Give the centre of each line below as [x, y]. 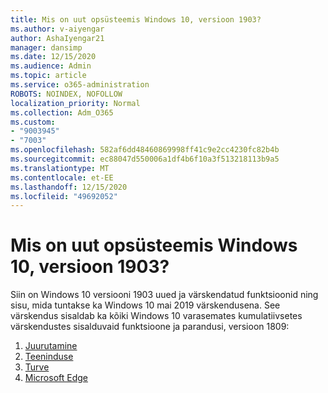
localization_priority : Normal [75, 103]
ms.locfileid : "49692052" [64, 196]
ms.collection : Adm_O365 [62, 112]
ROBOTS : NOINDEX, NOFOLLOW [66, 94]
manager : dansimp [46, 47]
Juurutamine [51, 346]
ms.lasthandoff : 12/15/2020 [69, 187]
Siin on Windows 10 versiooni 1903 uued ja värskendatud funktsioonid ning [164, 295]
